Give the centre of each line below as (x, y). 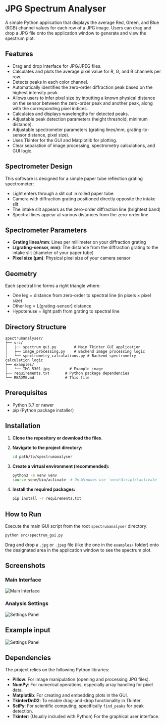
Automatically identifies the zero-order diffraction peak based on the (82, 87)
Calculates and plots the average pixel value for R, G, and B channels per (86, 71)
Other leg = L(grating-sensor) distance (52, 306)
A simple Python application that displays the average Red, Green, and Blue (82, 22)
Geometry (21, 274)
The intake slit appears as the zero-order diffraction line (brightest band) (86, 209)
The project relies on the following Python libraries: (57, 670)
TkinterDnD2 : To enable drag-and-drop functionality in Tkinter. (77, 701)
